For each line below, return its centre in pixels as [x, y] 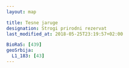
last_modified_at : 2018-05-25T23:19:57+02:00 [64, 34]
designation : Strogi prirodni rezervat [57, 28]
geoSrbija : [20, 51]
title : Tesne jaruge [32, 23]
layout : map [21, 12]
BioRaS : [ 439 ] [24, 45]
